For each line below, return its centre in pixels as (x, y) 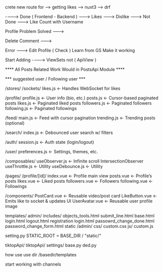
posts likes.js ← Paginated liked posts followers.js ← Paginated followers (79, 103)
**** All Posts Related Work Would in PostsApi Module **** (65, 69)
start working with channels (33, 264)
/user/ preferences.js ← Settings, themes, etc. (52, 151)
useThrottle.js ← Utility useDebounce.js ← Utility (54, 166)
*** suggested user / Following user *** (45, 79)
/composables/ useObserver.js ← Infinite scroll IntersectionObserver (74, 161)
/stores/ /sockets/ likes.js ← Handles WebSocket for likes (63, 88)
